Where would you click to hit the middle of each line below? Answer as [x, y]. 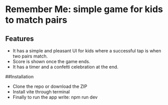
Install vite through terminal [41, 92]
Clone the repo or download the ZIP [50, 86]
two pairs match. [30, 56]
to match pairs [36, 20]
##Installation [20, 76]
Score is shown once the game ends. [51, 61]
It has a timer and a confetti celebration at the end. [65, 67]
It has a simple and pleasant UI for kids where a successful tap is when [87, 51]
